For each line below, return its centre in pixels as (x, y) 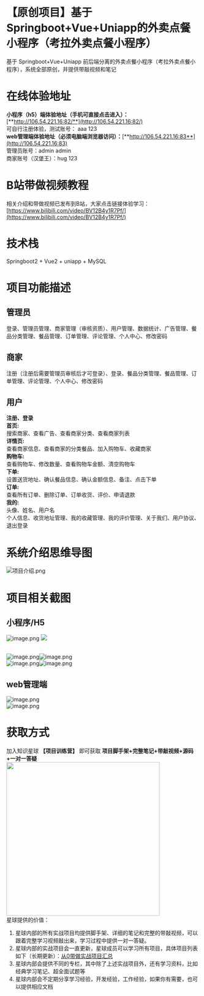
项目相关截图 (39, 598)
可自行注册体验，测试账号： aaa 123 (52, 128)
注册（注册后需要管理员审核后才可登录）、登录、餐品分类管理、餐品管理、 (99, 373)
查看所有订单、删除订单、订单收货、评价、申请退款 (71, 495)
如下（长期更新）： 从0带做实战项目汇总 (64, 956)
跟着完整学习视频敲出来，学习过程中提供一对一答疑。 (82, 941)
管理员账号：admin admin (39, 151)
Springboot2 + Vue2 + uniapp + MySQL (56, 261)
